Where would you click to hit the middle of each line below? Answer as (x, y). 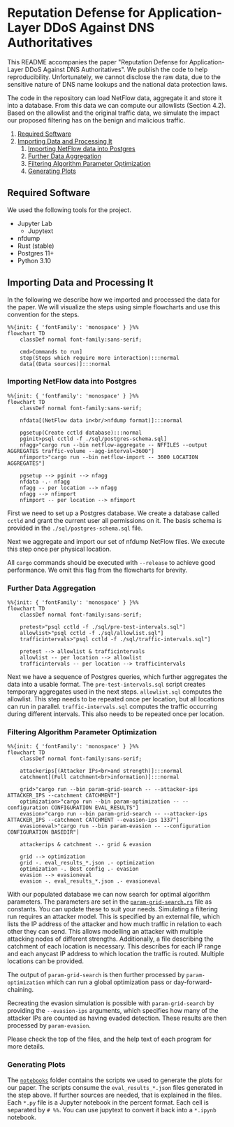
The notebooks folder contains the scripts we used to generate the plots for (115, 1080)
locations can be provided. (45, 961)
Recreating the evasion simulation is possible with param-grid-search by (111, 1003)
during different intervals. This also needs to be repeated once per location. (116, 714)
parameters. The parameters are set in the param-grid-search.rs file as (110, 902)
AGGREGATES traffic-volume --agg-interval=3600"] (81, 451)
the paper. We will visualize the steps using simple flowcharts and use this (114, 307)
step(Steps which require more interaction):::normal (100, 358)
